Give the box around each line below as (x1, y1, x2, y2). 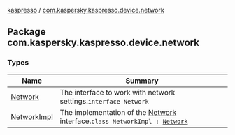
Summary (125, 76, 159, 86)
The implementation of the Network (59, 107, 177, 117)
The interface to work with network (59, 87, 176, 97)
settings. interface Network (59, 96, 149, 106)
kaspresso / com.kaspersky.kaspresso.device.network (7, 6, 164, 14)
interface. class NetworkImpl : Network (59, 116, 188, 126)
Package (7, 26, 47, 38)
